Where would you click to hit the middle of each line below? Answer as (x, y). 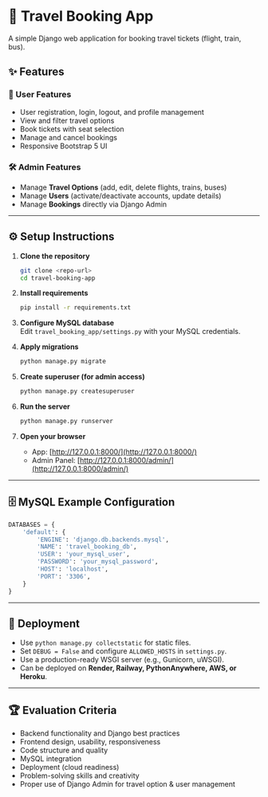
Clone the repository (55, 256)
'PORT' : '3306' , (64, 576)
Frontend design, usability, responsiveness (90, 742)
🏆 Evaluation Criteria (63, 710)
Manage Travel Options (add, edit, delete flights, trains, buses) (123, 187)
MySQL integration (51, 759)
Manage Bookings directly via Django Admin (93, 204)
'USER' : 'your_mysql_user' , (83, 554)
